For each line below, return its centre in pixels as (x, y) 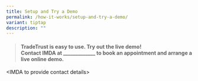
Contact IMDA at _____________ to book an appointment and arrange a (106, 53)
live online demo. (42, 59)
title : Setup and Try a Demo (42, 11)
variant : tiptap (26, 22)
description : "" (26, 28)
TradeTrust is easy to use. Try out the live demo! (81, 46)
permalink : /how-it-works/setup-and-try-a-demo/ (67, 17)
